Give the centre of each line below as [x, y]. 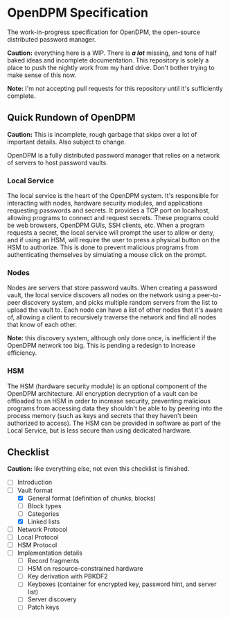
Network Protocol [42, 529]
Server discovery [52, 599]
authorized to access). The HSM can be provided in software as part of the [114, 423]
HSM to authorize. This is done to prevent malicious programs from [103, 247]
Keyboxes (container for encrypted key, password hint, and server [122, 584]
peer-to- [209, 295]
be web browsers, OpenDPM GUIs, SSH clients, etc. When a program [106, 225]
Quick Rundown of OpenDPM [71, 118]
